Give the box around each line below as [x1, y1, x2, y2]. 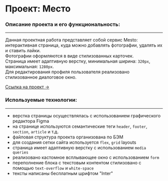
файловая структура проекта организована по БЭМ [12, 134, 123, 140]
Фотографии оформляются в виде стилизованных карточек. [5, 53, 134, 59]
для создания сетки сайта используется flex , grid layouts [12, 139, 136, 145]
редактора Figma [12, 118, 49, 124]
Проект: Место [5, 3, 71, 15]
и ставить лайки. [5, 48, 41, 54]
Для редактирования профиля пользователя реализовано [5, 69, 130, 75]
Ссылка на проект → [5, 84, 49, 90]
